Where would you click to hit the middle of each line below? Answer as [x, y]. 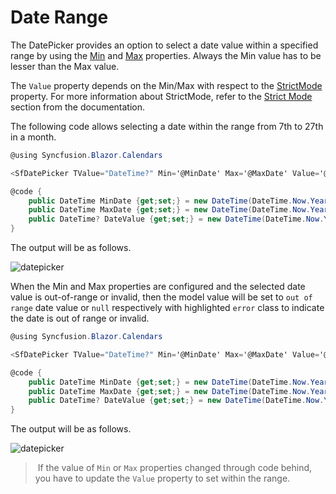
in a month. [33, 137]
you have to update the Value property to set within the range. [162, 478]
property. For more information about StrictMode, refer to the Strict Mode [161, 96]
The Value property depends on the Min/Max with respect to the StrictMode [166, 85]
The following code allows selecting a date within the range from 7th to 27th [167, 126]
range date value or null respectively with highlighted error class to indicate [167, 308]
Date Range [59, 17]
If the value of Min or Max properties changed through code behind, [175, 468]
